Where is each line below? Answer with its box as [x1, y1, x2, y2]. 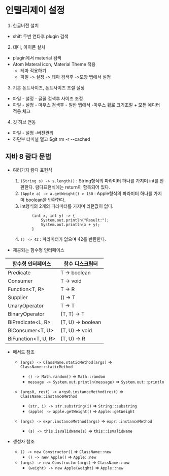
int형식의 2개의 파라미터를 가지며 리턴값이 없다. [20, 203, 114, 209]
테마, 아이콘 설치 [12, 44, 46, 50]
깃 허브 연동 [12, 119, 37, 125]
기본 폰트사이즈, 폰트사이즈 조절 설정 [12, 84, 85, 90]
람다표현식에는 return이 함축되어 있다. [35, 184, 111, 190]
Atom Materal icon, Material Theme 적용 [12, 61, 96, 67]
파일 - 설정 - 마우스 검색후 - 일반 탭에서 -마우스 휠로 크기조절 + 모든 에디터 [12, 102, 160, 108]
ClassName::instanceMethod [20, 394, 78, 399]
